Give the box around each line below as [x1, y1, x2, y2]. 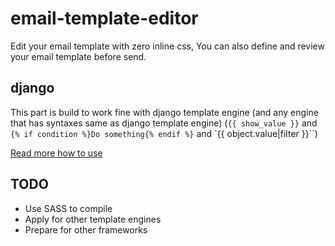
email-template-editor [10, 7, 199, 30]
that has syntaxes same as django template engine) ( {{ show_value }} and [10, 117, 318, 129]
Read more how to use [10, 147, 103, 159]
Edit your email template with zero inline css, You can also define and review [10, 40, 325, 52]
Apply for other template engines [24, 213, 162, 225]
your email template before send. [10, 50, 147, 62]
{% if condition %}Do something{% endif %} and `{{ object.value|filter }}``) [10, 127, 318, 139]
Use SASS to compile [24, 202, 113, 214]
